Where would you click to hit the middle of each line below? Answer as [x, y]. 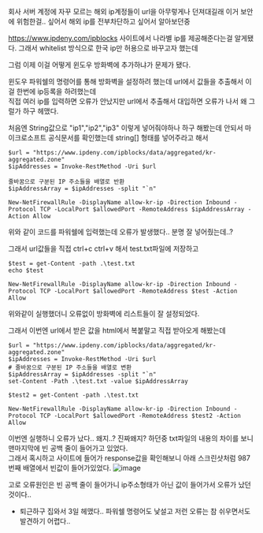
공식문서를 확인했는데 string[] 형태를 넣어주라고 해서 [128, 138]
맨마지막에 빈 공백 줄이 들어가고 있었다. [68, 448]
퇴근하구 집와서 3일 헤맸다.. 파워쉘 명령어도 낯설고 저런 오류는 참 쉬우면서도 [135, 511]
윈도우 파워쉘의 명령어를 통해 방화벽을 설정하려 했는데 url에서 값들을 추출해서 [126, 82]
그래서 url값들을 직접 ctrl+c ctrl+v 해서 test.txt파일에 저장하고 [104, 248]
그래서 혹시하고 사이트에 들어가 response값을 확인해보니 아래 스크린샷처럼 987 [129, 458]
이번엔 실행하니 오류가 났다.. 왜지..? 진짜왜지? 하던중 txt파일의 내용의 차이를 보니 [131, 438]
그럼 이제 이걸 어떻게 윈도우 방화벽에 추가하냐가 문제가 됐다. [100, 65]
